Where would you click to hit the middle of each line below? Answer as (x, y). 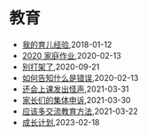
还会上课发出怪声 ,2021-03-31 (75, 89)
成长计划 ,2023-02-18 (61, 122)
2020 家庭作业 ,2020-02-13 (71, 55)
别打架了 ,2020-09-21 (61, 67)
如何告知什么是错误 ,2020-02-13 (80, 77)
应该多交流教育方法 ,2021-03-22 (80, 111)
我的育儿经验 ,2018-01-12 (67, 44)
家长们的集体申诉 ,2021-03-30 (76, 100)
